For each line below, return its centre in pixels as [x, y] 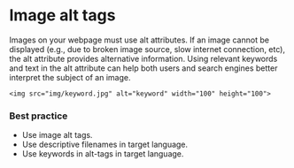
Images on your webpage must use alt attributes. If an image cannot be [139, 40]
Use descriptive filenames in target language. [105, 145]
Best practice [39, 116]
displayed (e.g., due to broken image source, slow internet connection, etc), [147, 49]
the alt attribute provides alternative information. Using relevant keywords [143, 58]
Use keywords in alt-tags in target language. [103, 154]
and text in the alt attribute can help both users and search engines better [143, 68]
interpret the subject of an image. [70, 77]
